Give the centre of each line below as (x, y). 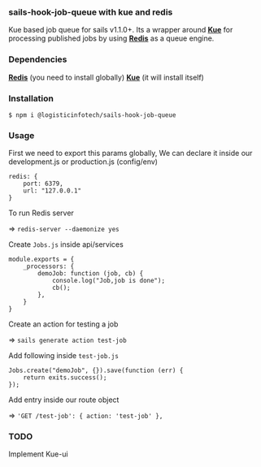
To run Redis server (41, 213)
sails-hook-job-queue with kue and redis (91, 12)
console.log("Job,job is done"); (108, 281)
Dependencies (38, 59)
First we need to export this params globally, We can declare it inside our (130, 154)
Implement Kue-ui (38, 454)
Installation (31, 98)
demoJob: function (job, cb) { (91, 274)
